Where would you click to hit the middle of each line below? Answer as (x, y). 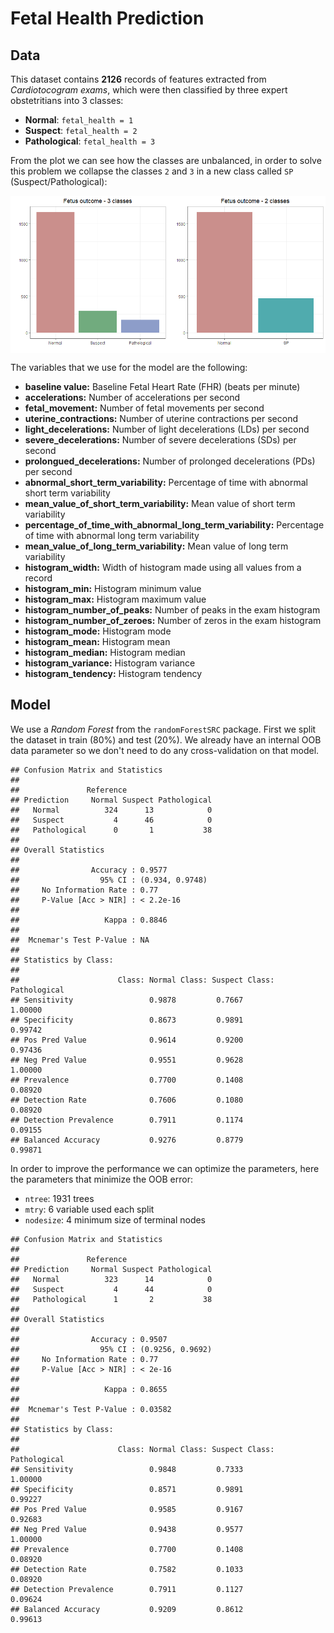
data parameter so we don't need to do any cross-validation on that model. (165, 750)
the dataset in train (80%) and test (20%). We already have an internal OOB (166, 739)
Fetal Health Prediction (107, 18)
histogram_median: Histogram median (105, 652)
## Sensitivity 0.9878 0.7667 (127, 1000)
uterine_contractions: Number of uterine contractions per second (161, 418)
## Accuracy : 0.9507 (89, 1339)
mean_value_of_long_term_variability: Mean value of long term (156, 546)
